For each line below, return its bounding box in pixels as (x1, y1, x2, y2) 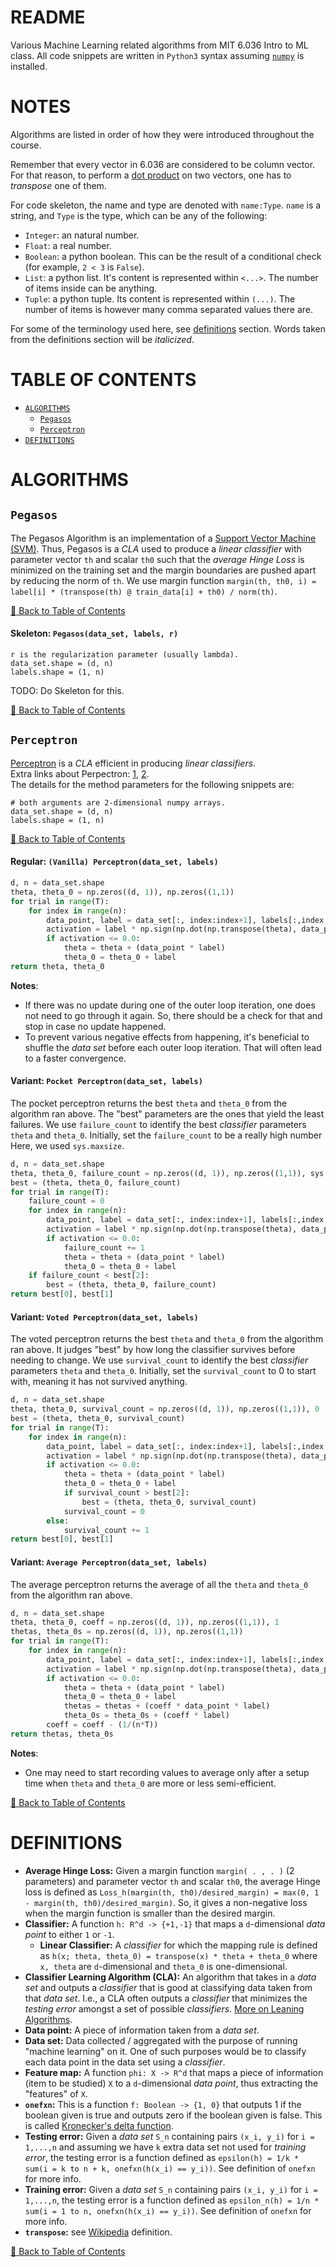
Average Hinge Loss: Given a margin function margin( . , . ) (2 (24, 1864, 295, 1876)
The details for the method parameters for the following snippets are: (10, 778, 295, 790)
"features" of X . (24, 2087, 88, 2100)
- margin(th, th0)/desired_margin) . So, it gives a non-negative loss (24, 1896, 308, 1908)
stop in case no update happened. (24, 1020, 167, 1032)
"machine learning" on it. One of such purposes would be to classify (24, 2045, 307, 2057)
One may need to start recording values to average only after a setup (24, 1766, 310, 1778)
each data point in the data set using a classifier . (24, 2056, 226, 2068)
